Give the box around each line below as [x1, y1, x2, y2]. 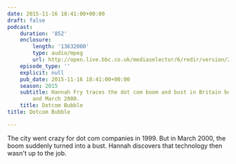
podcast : [7, 23, 33, 30]
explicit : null [20, 69, 65, 76]
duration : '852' [20, 30, 68, 37]
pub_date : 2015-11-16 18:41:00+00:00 [20, 75, 131, 83]
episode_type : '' [20, 63, 71, 70]
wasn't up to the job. [7, 149, 67, 157]
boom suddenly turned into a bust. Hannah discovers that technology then [7, 141, 223, 150]
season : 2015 [20, 82, 58, 89]
